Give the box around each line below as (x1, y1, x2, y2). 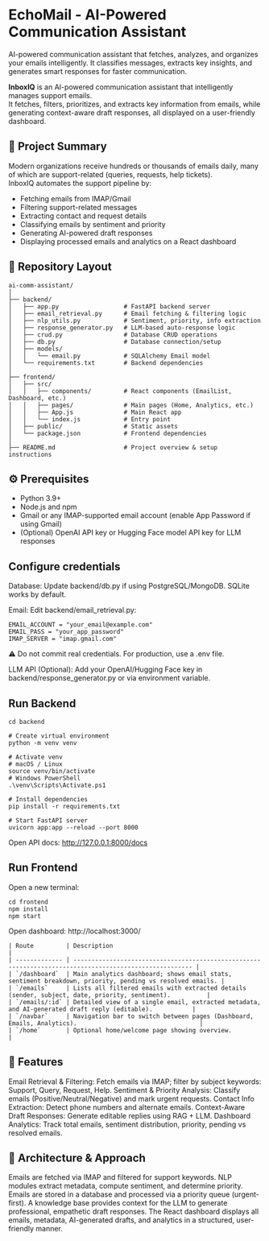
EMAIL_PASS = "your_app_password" (8, 628, 125, 636)
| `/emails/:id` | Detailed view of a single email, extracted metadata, (8, 998, 262, 1006)
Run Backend (8, 697, 77, 710)
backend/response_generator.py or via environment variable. (8, 673, 211, 683)
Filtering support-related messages (19, 202, 138, 212)
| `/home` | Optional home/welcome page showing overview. (8, 1026, 232, 1034)
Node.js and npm (19, 502, 77, 512)
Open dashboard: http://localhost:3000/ (8, 926, 141, 936)
